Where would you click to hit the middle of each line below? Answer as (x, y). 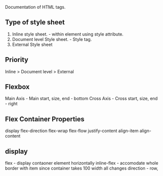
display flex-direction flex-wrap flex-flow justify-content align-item (72, 131)
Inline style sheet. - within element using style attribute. (68, 34)
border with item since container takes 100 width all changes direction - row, (82, 168)
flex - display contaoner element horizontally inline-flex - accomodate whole (82, 163)
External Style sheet (32, 44)
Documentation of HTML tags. (35, 7)
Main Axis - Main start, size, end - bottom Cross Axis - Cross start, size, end (81, 98)
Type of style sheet (35, 22)
